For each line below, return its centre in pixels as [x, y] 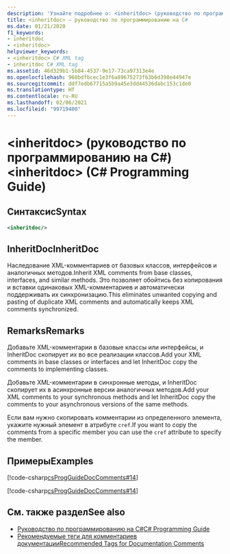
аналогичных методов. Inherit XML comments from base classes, [100, 273]
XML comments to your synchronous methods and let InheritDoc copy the [112, 397]
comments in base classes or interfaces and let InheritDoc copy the [102, 362]
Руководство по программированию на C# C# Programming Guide [113, 529]
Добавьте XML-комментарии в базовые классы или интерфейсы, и [105, 348]
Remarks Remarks [46, 331]
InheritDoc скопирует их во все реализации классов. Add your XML [104, 354]
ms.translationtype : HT [41, 90]
